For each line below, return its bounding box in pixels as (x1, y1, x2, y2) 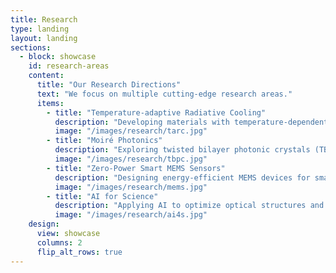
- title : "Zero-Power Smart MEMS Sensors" (46, 163, 226, 173)
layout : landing (10, 33, 78, 43)
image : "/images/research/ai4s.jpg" (54, 210, 208, 220)
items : (36, 98, 65, 108)
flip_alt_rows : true (36, 247, 123, 257)
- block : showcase (19, 52, 97, 62)
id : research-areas (28, 61, 110, 71)
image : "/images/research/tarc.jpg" (54, 126, 208, 136)
